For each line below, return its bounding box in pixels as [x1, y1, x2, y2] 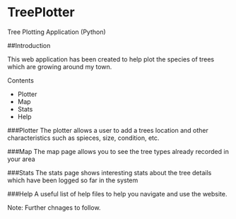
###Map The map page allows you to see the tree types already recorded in [7, 147, 230, 155]
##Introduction [7, 41, 51, 49]
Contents [7, 76, 34, 85]
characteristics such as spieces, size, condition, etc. [7, 134, 160, 142]
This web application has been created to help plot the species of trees [7, 54, 214, 64]
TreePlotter [7, 4, 76, 20]
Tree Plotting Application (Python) [7, 28, 106, 36]
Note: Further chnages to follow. [7, 203, 101, 212]
